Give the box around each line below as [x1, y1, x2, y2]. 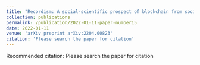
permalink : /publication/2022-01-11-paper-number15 [6, 19, 137, 25]
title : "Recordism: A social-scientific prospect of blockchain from [6, 8, 183, 15]
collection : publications [6, 14, 70, 20]
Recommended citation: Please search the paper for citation [6, 53, 154, 59]
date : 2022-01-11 [6, 25, 49, 31]
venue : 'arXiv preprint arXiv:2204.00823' [6, 31, 113, 37]
